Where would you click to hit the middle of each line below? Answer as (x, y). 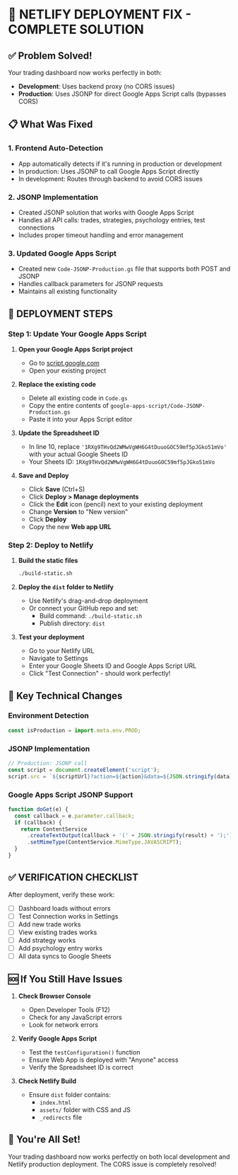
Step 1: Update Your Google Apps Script (77, 334)
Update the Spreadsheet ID (59, 433)
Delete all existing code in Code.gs (78, 398)
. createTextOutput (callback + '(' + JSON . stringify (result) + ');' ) (130, 836)
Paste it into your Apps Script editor (81, 419)
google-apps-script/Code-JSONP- (157, 406)
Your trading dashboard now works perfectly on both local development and (119, 1157)
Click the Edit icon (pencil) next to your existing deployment (116, 504)
